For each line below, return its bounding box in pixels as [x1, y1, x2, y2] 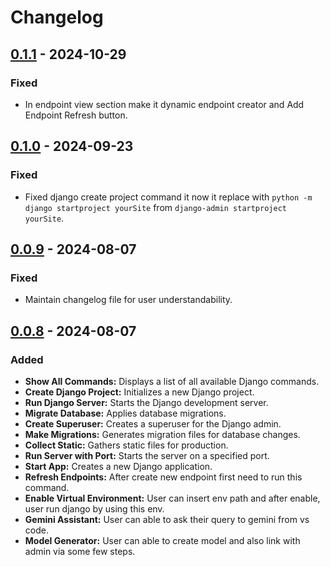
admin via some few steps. [24, 545, 136, 557]
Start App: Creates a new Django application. [24, 460, 213, 472]
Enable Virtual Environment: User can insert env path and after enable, [24, 492, 321, 504]
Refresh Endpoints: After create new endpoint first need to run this [24, 471, 303, 483]
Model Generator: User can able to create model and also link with [24, 534, 301, 546]
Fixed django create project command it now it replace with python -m [24, 191, 313, 203]
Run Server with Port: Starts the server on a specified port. [24, 449, 270, 461]
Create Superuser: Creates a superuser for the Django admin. [24, 417, 282, 430]
